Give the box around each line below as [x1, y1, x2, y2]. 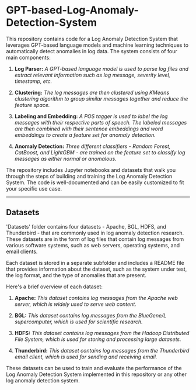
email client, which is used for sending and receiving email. [14, 353, 157, 360]
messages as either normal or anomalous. [14, 155, 117, 162]
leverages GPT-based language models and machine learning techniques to [6, 42, 188, 49]
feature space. [14, 101, 50, 108]
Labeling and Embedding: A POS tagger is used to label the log [14, 112, 168, 120]
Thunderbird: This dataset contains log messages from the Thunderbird [14, 347, 190, 354]
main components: [6, 54, 51, 61]
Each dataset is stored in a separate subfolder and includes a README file [6, 259, 185, 266]
